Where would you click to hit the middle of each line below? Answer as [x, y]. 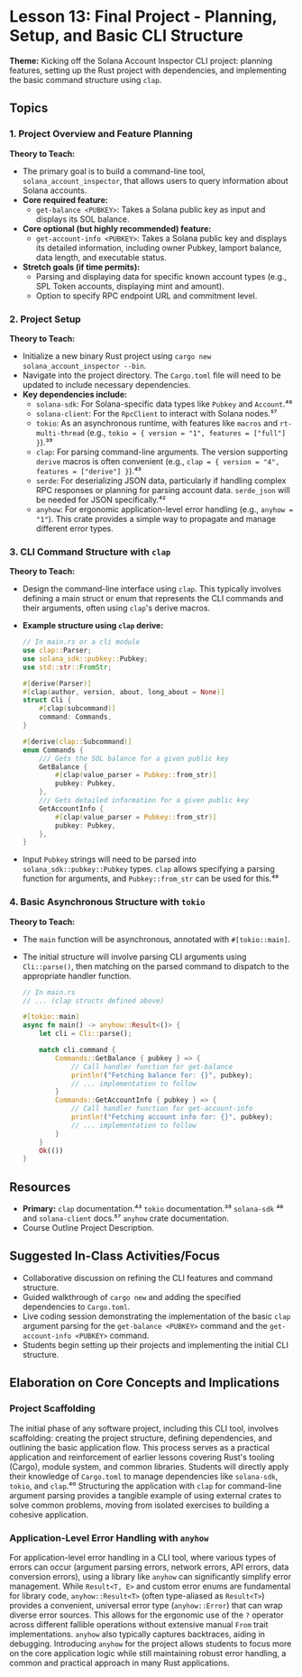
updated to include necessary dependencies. [106, 384]
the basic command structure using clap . [86, 79]
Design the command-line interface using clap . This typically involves [152, 589]
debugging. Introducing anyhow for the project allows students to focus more [151, 1644]
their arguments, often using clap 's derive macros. [116, 608]
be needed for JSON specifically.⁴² [101, 499]
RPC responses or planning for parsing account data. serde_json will [163, 490]
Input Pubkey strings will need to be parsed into [109, 859]
